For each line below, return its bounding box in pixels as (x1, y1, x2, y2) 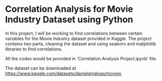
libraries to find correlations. (5, 46, 63, 52)
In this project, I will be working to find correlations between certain (5, 30, 143, 36)
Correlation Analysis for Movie (5, 3, 133, 15)
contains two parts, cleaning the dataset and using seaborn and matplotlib (5, 40, 157, 46)
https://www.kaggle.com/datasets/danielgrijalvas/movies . (5, 70, 122, 76)
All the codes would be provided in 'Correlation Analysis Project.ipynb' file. (5, 55, 157, 61)
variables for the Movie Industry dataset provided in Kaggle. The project (5, 36, 152, 41)
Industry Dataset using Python (5, 14, 133, 25)
